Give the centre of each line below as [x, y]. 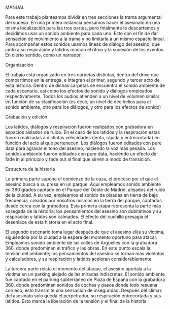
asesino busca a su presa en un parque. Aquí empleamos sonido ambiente [83, 184]
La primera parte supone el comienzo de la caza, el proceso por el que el [82, 179]
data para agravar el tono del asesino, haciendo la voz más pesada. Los [80, 148]
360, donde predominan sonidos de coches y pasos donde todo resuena [81, 285]
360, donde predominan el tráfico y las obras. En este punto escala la [78, 248]
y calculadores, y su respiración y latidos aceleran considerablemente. [79, 259]
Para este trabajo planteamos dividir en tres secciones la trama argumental [83, 17]
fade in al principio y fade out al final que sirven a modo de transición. [78, 159]
